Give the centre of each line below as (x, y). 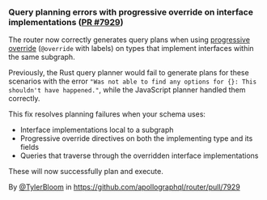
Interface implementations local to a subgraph (97, 130)
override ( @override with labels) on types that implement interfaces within (131, 49)
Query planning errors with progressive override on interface (131, 12)
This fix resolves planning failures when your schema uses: (107, 114)
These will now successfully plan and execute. (86, 172)
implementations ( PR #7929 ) (66, 22)
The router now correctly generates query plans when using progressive (129, 40)
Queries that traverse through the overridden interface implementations (139, 155)
